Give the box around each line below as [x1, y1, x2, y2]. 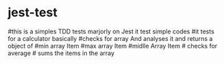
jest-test [8, 5, 58, 20]
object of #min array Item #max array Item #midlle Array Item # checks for [8, 42, 218, 50]
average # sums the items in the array [8, 49, 115, 57]
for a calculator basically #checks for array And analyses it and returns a [8, 34, 213, 42]
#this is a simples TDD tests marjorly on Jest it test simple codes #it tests [8, 27, 214, 35]
